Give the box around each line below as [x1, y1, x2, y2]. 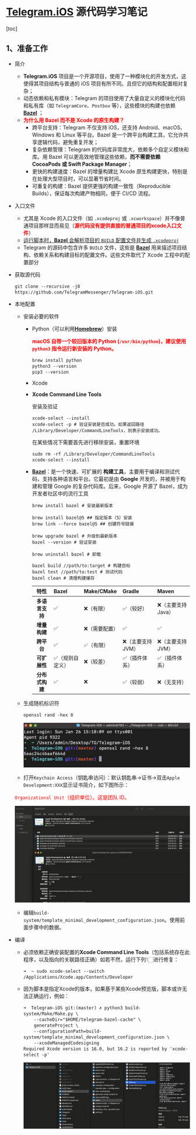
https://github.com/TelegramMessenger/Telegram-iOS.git [14, 289, 153, 295]
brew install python [32, 357, 82, 363]
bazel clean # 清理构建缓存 [32, 575, 95, 581]
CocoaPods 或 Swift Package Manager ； [32, 160, 132, 167]
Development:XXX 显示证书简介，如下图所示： [23, 781, 129, 788]
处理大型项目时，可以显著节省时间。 [37, 175, 124, 182]
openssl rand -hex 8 [23, 712, 73, 718]
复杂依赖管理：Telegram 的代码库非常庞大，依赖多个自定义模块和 [32, 146, 189, 153]
